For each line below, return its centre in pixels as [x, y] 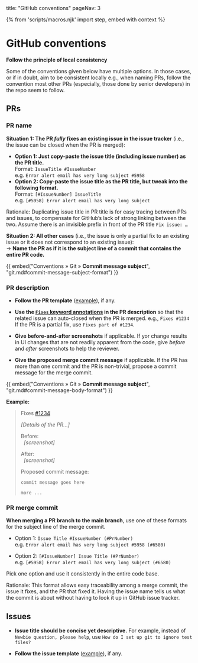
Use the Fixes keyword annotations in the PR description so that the [99, 312]
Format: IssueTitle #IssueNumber [55, 169]
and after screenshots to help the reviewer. [67, 348]
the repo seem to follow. [35, 90]
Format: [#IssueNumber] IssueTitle [58, 194]
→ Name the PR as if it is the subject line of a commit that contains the [94, 248]
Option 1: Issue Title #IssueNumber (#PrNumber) [74, 538]
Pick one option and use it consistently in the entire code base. [83, 574]
